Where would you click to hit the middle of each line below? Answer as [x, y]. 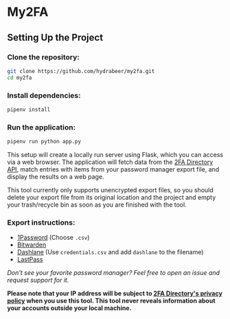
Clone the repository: [44, 57]
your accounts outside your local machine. [69, 308]
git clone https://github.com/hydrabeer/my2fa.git [81, 71]
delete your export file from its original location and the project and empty [112, 197]
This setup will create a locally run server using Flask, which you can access [115, 154]
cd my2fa [20, 78]
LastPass [30, 260]
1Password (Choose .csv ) [53, 238]
